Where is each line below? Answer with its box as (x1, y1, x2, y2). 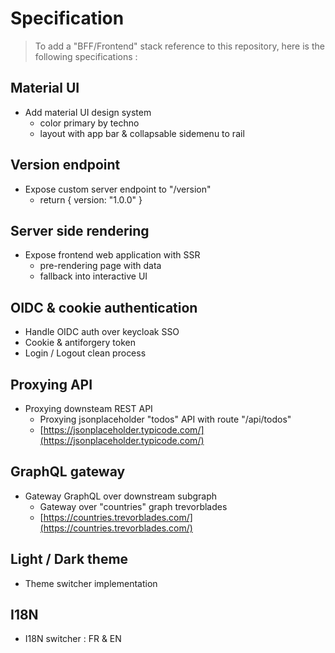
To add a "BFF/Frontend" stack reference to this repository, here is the (34, 40, 325, 52)
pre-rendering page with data (39, 260, 162, 272)
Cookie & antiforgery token (24, 337, 136, 349)
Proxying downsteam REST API (24, 403, 153, 414)
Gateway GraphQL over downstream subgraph (24, 490, 218, 502)
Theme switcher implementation (24, 577, 158, 589)
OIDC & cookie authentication (10, 299, 198, 316)
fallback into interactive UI (39, 270, 148, 282)
